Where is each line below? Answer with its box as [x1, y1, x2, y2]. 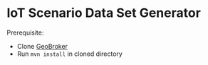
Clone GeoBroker [16, 42, 68, 50]
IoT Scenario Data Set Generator [6, 5, 201, 21]
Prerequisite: [6, 28, 44, 37]
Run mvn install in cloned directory [16, 49, 123, 58]
